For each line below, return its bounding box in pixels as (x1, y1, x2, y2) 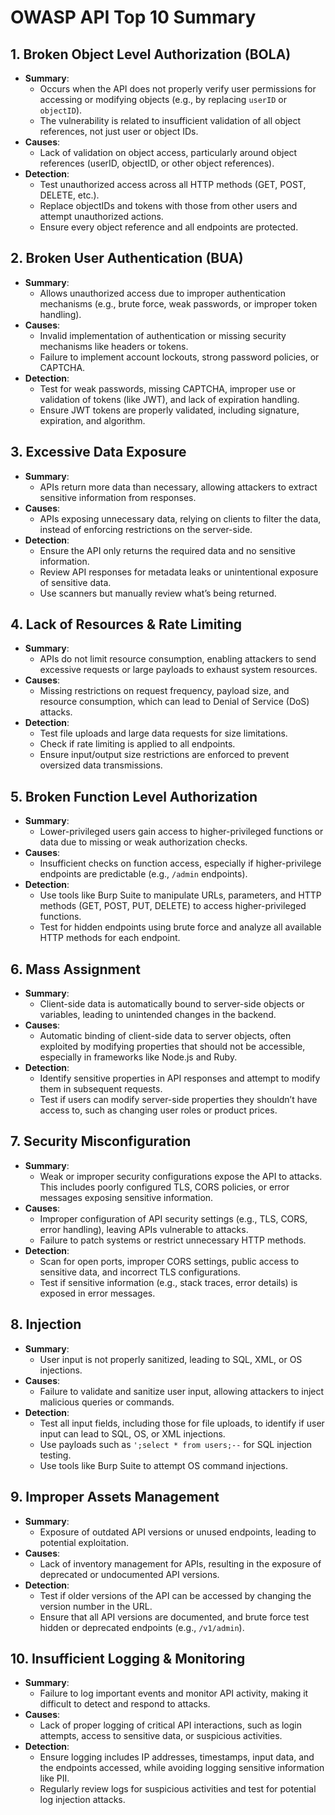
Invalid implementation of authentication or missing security (39, 329, 287, 341)
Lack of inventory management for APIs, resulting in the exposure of (39, 1557, 322, 1570)
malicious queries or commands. (39, 1396, 175, 1408)
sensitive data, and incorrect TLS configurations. (39, 1266, 241, 1278)
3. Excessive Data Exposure (10, 444, 187, 461)
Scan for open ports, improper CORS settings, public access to (39, 1255, 300, 1267)
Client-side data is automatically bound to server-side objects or (39, 998, 305, 1010)
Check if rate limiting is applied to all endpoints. (39, 738, 236, 750)
